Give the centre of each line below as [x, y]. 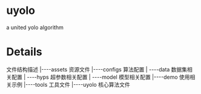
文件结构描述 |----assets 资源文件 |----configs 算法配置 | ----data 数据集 [97, 69]
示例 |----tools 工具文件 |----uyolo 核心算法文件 [71, 84]
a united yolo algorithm [35, 27]
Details [24, 52]
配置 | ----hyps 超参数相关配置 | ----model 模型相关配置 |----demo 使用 [100, 77]
